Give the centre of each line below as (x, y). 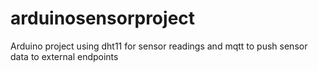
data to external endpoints (64, 56)
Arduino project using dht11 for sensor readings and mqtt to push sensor (159, 46)
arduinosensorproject (103, 18)
